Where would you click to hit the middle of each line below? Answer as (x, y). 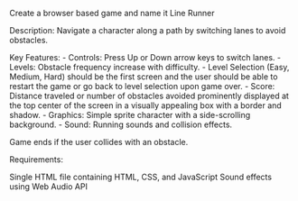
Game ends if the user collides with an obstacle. (99, 142)
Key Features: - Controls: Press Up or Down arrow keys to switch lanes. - (145, 57)
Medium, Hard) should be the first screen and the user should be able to (144, 77)
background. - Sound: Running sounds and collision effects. (121, 124)
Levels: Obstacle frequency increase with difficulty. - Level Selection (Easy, (149, 67)
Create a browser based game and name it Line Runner (112, 13)
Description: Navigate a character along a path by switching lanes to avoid (148, 30)
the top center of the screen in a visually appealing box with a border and (145, 105)
